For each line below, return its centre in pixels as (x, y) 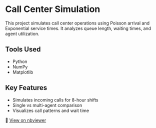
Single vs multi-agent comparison (47, 105)
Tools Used (23, 49)
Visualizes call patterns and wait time (50, 110)
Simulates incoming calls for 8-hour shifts (55, 100)
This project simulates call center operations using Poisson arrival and (77, 23)
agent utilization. (22, 33)
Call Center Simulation (53, 9)
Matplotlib (23, 72)
